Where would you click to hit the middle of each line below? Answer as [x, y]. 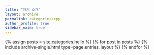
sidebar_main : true [25, 28]
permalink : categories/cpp [33, 19]
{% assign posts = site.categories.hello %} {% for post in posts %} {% [76, 42]
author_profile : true [27, 23]
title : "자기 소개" [23, 10]
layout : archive [22, 14]
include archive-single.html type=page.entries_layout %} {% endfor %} [77, 47]
